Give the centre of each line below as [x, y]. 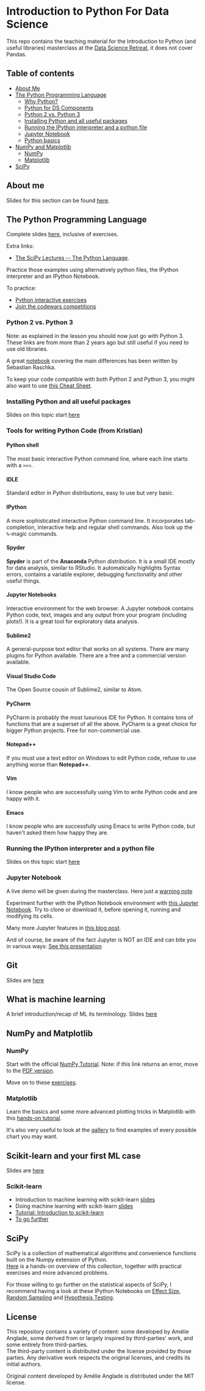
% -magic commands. [32, 533]
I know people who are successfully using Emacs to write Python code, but [101, 826]
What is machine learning [56, 999]
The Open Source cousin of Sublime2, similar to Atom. [74, 689]
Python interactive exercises [51, 300]
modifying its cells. [30, 916]
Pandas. [16, 54]
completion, [21, 527]
